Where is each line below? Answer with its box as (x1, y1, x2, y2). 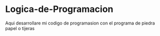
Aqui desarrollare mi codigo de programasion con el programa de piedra (5, 20, 155, 26)
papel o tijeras (5, 25, 35, 31)
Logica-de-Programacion (5, 3, 114, 15)
